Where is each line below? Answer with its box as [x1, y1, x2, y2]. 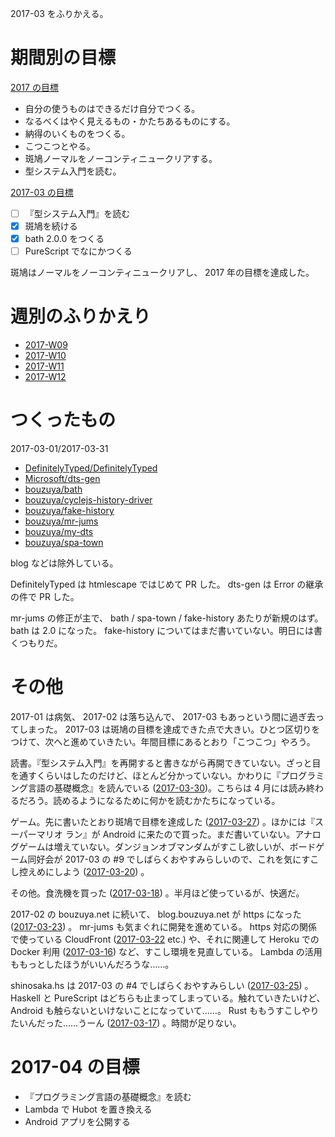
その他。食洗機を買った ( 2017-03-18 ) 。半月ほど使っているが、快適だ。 [10, 887, 305, 899]
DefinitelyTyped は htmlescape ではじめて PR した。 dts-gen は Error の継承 [10, 578, 324, 591]
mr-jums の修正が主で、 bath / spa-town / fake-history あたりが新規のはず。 [10, 612, 324, 624]
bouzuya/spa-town [24, 537, 104, 549]
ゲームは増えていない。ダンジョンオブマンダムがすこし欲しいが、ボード [18, 841, 317, 852]
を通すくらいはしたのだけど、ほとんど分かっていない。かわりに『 [10, 770, 282, 781]
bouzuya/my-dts [24, 526, 94, 538]
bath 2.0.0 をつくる [24, 233, 105, 245]
